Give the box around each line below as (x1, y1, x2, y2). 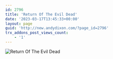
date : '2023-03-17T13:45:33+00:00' (5, 16, 80, 21)
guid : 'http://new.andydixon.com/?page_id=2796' (5, 26, 109, 31)
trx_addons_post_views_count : (5, 30, 69, 35)
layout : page (5, 21, 33, 26)
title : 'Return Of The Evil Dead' (5, 12, 78, 17)
